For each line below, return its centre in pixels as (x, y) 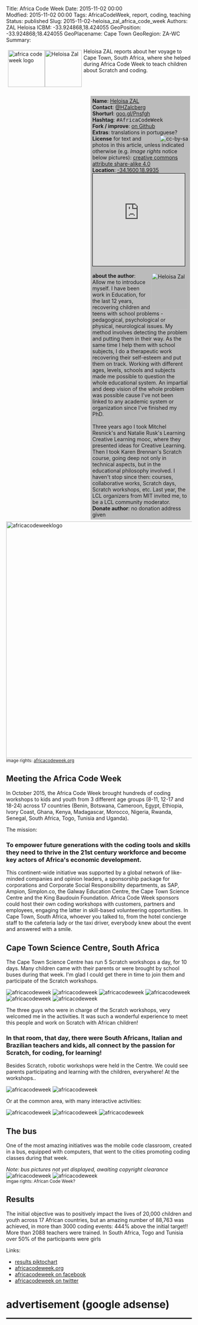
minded (15, 879)
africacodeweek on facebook (50, 1274)
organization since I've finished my (135, 408)
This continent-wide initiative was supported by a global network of (88, 872)
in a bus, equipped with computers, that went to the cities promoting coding (98, 1152)
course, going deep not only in (129, 458)
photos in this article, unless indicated (138, 145)
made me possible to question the (133, 376)
